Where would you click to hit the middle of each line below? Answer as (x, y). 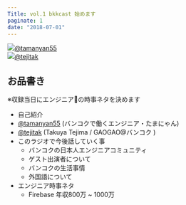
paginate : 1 (25, 21)
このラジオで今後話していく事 (61, 141)
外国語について (50, 177)
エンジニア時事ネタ (46, 186)
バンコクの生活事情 (57, 168)
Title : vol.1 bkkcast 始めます (52, 14)
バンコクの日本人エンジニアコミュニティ (88, 150)
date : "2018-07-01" (36, 27)
